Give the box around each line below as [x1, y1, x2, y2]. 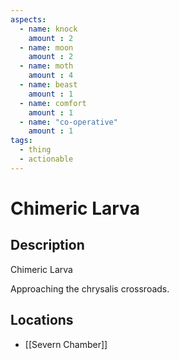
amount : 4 [28, 71, 74, 81]
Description [10, 237, 85, 254]
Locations [10, 312, 74, 329]
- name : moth [19, 61, 74, 71]
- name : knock [19, 24, 78, 34]
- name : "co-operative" [19, 117, 118, 127]
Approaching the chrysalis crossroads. [10, 282, 170, 295]
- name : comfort [19, 98, 87, 108]
